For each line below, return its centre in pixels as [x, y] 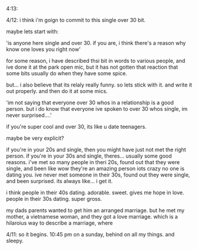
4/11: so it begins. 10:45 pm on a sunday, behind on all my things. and [90, 234]
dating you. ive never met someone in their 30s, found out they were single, [98, 175]
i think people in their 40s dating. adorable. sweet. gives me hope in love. [95, 193]
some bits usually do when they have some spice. [67, 73]
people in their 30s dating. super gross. [54, 199]
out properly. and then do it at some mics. [57, 91]
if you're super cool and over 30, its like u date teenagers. [76, 126]
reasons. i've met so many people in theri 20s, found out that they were [93, 162]
